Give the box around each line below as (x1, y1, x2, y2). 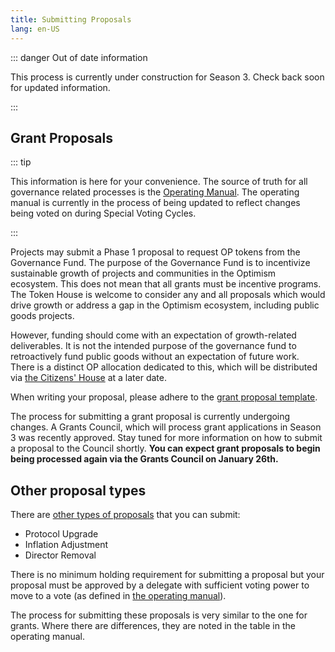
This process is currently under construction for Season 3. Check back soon (10, 71, 325, 83)
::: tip (10, 156, 32, 168)
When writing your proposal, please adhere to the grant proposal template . (10, 391, 318, 403)
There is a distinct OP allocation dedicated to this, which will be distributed (10, 361, 318, 373)
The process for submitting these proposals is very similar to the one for (10, 609, 308, 621)
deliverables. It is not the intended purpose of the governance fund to (10, 340, 297, 352)
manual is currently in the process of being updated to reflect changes (10, 197, 301, 209)
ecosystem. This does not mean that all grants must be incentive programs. (10, 278, 322, 290)
